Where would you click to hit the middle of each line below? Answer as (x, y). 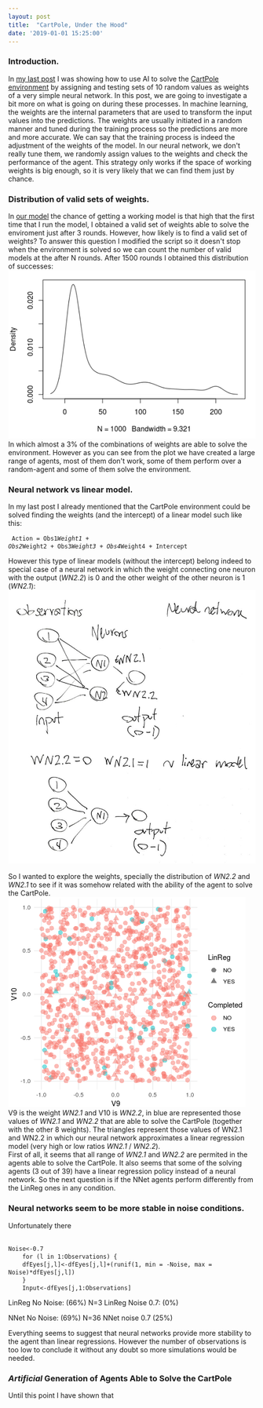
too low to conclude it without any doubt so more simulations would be (122, 1349)
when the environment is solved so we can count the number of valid (120, 249)
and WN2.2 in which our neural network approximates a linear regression (126, 1138)
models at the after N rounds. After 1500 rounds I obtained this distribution (128, 257)
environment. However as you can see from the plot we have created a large (132, 452)
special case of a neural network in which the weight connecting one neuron (132, 569)
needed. (22, 1358)
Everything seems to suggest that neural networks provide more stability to (130, 1333)
